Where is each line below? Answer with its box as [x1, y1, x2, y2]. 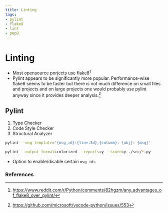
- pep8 [5, 31, 19, 36]
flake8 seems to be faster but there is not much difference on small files [12, 80, 161, 86]
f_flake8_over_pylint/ [12, 192, 55, 198]
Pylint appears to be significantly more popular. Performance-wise [12, 75, 149, 81]
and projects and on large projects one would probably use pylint [12, 86, 146, 92]
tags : [5, 12, 16, 17]
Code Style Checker [12, 125, 54, 131]
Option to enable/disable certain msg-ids [12, 158, 96, 164]
